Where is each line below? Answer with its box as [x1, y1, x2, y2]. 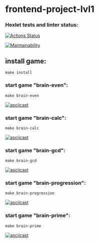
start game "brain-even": [5, 81, 68, 88]
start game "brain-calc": [5, 114, 66, 121]
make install [5, 70, 32, 75]
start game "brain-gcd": [5, 146, 66, 153]
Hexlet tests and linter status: [5, 21, 78, 28]
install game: [5, 56, 46, 65]
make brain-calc [5, 125, 39, 130]
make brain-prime [5, 223, 41, 228]
